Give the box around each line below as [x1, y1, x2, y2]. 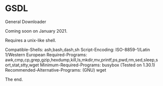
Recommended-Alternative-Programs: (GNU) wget [5, 67, 107, 73]
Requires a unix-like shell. [5, 37, 57, 43]
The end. [5, 76, 23, 82]
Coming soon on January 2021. [5, 28, 68, 34]
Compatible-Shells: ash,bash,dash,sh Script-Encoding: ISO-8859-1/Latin [5, 47, 150, 52]
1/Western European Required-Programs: [5, 51, 87, 58]
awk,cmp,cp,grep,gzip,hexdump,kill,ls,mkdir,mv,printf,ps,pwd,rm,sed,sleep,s [5, 57, 158, 62]
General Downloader [5, 19, 47, 25]
